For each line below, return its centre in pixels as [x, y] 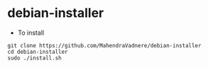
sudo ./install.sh [34, 58]
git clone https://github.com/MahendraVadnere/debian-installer [104, 45]
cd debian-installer [38, 52]
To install [31, 33]
